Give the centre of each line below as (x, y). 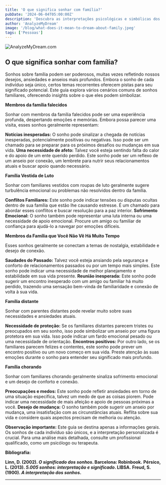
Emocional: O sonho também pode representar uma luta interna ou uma (79, 216)
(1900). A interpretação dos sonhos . (43, 472)
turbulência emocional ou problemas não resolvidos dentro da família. (76, 190)
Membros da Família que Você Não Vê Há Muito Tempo (62, 236)
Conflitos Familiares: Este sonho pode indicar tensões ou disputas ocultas (81, 200)
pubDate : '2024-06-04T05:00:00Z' (40, 14)
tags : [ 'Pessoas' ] (24, 33)
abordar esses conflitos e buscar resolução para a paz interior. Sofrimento (82, 210)
